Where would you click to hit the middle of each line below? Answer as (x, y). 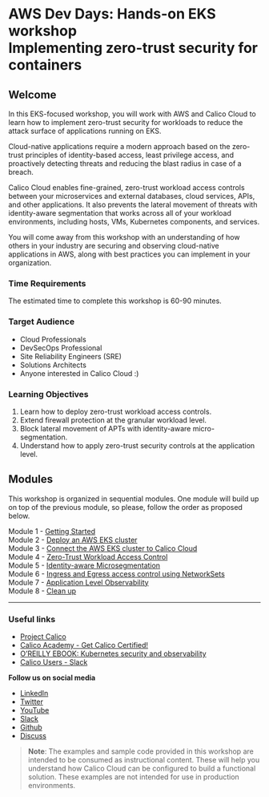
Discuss (33, 736)
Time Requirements (47, 283)
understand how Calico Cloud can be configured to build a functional (142, 768)
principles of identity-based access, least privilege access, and (130, 155)
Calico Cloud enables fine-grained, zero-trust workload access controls (127, 188)
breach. (21, 172)
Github (31, 727)
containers (45, 65)
